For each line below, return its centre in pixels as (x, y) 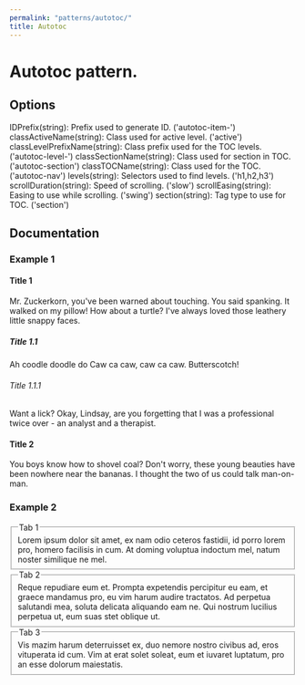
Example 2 (33, 507)
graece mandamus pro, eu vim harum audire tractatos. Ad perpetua (144, 597)
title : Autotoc (38, 26)
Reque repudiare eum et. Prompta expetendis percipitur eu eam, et (143, 587)
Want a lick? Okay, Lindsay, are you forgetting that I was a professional (142, 414)
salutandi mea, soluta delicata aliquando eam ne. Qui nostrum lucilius (147, 607)
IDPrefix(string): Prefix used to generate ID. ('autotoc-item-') (123, 127)
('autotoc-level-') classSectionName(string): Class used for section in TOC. (150, 156)
